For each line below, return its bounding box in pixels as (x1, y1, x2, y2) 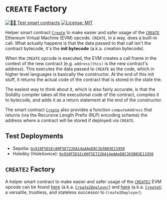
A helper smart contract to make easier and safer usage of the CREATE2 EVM (5, 178, 161, 184)
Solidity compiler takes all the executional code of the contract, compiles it (5, 91, 159, 97)
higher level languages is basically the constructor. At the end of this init (5, 71, 154, 77)
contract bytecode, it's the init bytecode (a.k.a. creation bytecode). (5, 45, 145, 51)
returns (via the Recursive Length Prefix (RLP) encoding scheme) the (5, 112, 148, 118)
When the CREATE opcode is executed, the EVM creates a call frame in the (5, 55, 157, 61)
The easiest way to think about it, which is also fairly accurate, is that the (5, 86, 155, 92)
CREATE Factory (5, 3, 68, 15)
